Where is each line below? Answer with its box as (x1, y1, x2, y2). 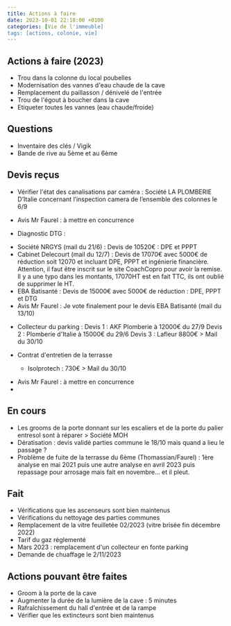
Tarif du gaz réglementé (17, 536, 87, 544)
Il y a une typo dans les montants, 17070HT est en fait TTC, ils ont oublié (17, 272, 224, 280)
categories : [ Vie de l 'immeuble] (7, 23, 104, 30)
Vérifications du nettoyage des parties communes (17, 514, 160, 522)
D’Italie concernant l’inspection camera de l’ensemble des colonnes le (17, 195, 218, 203)
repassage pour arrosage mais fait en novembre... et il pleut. (17, 468, 190, 476)
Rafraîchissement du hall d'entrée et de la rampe (17, 604, 157, 612)
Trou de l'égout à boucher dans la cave (17, 96, 130, 104)
